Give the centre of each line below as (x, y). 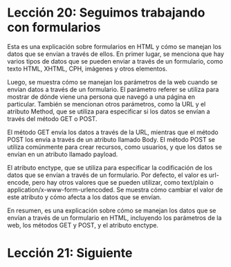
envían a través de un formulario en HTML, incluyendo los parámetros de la (114, 218)
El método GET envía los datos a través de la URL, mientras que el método (113, 132)
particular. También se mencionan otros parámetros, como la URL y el (107, 104)
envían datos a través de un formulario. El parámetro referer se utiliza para (113, 89)
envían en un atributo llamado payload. (63, 154)
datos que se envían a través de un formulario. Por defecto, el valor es (107, 175)
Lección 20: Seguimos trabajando (106, 13)
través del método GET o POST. (53, 118)
